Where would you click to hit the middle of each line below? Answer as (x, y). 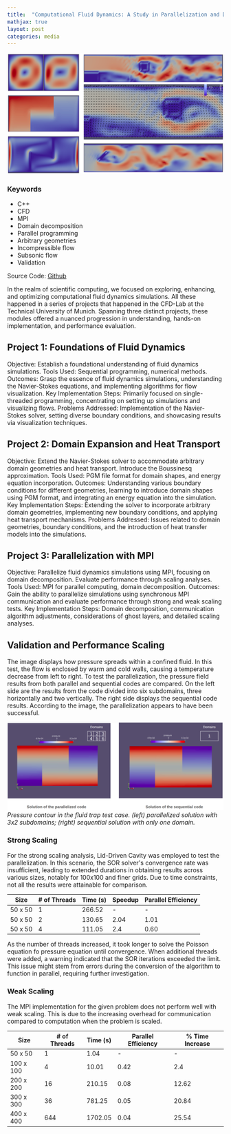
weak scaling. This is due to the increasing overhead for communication (109, 1013)
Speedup (125, 900)
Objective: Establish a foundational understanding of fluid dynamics (103, 364)
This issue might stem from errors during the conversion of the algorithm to (114, 966)
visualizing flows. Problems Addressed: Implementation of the (95, 408)
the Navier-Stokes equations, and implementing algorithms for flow (102, 386)
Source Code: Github (37, 276)
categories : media (33, 37)
